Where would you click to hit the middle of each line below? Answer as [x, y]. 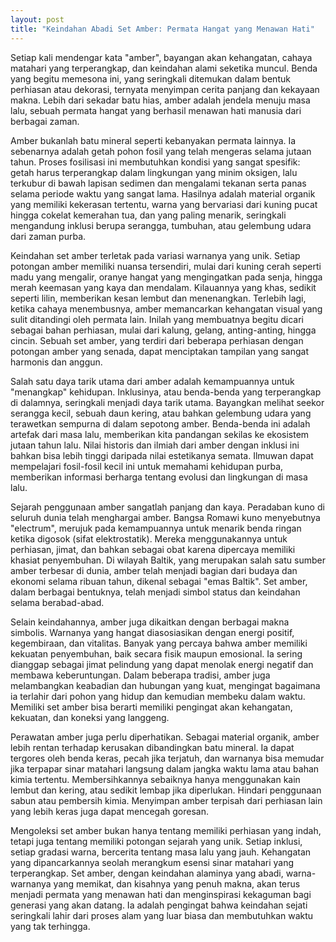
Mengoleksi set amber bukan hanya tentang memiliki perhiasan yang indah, [166, 830]
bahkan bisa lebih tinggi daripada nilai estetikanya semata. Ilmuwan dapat [162, 455]
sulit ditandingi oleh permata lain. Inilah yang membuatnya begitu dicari [157, 319]
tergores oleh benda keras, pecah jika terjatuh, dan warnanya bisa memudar [167, 758]
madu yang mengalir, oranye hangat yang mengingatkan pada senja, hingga [166, 277]
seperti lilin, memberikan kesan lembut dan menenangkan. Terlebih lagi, [158, 298]
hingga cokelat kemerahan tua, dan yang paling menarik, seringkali [148, 215]
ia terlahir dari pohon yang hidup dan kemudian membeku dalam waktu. [158, 696]
